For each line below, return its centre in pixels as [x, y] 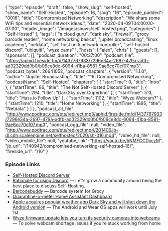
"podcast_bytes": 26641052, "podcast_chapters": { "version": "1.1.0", [76, 71]
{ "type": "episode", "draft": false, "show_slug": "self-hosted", [69, 7]
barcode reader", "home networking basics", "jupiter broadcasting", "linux [81, 39]
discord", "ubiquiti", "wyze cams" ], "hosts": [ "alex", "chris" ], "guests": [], [82, 50]
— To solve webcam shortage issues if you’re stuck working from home [87, 223]
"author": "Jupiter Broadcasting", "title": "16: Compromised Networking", [80, 77]
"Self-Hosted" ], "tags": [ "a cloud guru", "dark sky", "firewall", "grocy [77, 34]
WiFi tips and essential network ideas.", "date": [53, 23]
